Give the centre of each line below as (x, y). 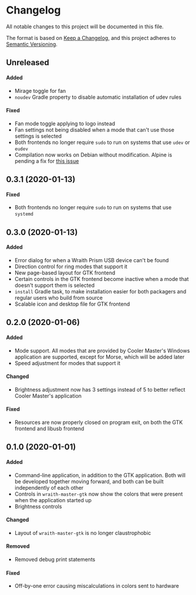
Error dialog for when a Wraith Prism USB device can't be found (92, 260)
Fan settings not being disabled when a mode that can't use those (94, 129)
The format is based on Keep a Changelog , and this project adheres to (91, 38)
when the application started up (53, 500)
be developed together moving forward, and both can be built (89, 481)
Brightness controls (38, 506)
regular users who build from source (59, 297)
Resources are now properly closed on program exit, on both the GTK (99, 422)
